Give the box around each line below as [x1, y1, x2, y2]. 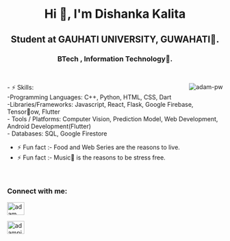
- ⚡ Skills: [7, 83, 34, 91]
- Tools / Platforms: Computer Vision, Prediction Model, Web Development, [7, 114, 218, 123]
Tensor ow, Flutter [7, 107, 60, 116]
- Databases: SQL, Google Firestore [7, 129, 107, 138]
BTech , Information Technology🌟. [57, 54, 173, 64]
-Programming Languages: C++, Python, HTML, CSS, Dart [7, 92, 172, 101]
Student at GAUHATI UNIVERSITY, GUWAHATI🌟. [10, 34, 220, 45]
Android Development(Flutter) [7, 122, 91, 130]
